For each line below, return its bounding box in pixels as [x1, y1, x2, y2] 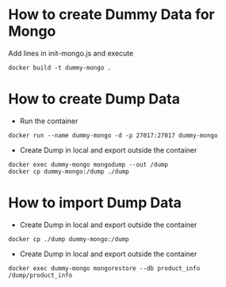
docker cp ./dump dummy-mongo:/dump [8, 235, 129, 243]
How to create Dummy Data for [8, 6, 216, 24]
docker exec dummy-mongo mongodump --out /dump [8, 160, 169, 168]
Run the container [19, 116, 79, 126]
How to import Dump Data [8, 194, 182, 212]
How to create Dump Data [8, 90, 181, 108]
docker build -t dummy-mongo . [8, 63, 112, 72]
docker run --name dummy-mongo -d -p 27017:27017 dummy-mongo [8, 131, 218, 139]
